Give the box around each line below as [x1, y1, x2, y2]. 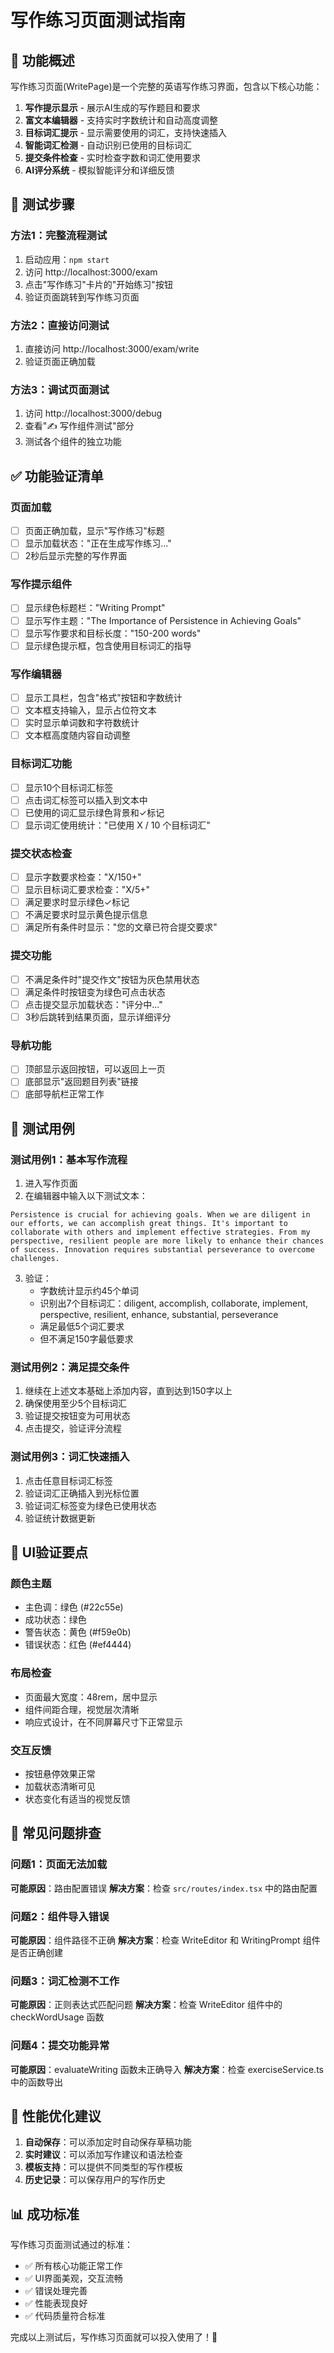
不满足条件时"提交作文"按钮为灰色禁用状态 [24, 973, 200, 985]
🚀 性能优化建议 [10, 2107, 102, 2125]
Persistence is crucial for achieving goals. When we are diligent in [10, 1210, 311, 1220]
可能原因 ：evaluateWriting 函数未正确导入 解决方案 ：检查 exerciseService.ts [10, 2063, 324, 2075]
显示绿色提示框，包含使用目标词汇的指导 [24, 639, 192, 651]
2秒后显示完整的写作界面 [24, 550, 128, 562]
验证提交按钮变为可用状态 [24, 1410, 131, 1422]
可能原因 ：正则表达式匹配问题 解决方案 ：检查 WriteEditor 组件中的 [10, 1999, 283, 2011]
